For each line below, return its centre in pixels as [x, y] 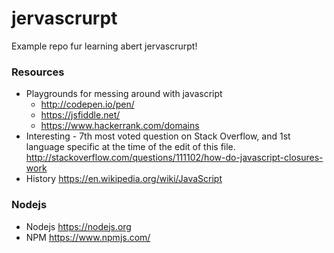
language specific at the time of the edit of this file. [130, 147]
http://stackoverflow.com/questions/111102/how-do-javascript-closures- [174, 158]
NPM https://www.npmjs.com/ [88, 237]
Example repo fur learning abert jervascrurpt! [104, 46]
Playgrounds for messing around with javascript [124, 94]
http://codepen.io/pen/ [87, 104]
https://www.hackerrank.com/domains [120, 126]
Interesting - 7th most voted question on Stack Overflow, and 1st [158, 136]
